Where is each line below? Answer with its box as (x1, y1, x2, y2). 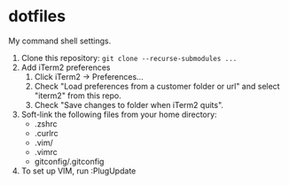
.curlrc (34, 127, 59, 138)
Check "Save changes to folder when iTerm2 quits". (34, 99, 223, 110)
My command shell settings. (8, 35, 112, 46)
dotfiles (8, 6, 66, 27)
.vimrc (34, 146, 59, 157)
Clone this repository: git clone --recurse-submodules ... (20, 52, 238, 63)
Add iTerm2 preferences (20, 62, 111, 73)
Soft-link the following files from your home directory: (20, 109, 218, 119)
